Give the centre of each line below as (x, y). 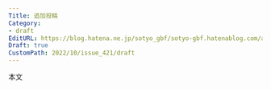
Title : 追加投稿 (33, 16)
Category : (25, 23)
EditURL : (23, 38)
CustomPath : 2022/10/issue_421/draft (72, 53)
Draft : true (28, 46)
